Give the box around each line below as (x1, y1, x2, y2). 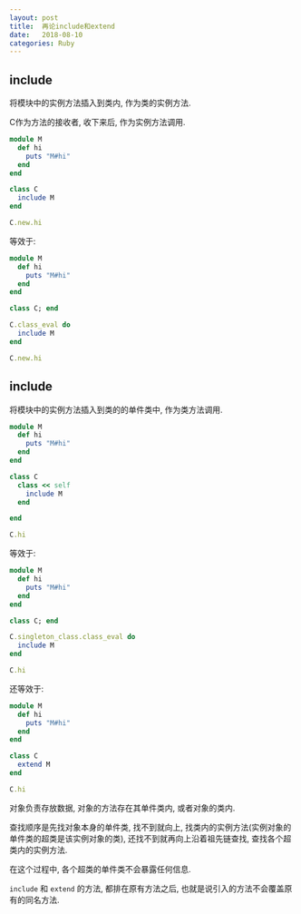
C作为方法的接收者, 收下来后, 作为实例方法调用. (9, 117, 186, 128)
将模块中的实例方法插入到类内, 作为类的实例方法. (9, 97, 192, 109)
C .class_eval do (9, 320, 71, 329)
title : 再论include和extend (9, 22, 116, 31)
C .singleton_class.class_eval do (9, 633, 136, 642)
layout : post (9, 13, 59, 23)
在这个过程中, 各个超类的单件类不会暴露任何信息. (9, 863, 192, 874)
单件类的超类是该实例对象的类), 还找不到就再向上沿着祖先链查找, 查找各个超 (9, 832, 292, 844)
